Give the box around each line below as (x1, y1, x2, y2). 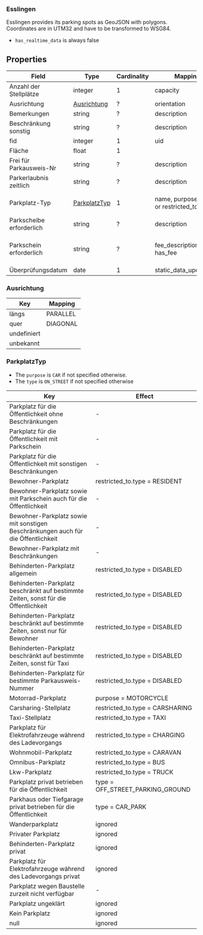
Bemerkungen (9, 109, 50, 118)
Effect (135, 392, 154, 400)
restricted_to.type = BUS (95, 758, 165, 766)
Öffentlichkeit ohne (9, 410, 63, 418)
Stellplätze (9, 90, 39, 99)
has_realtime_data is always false (14, 37, 100, 44)
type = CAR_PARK (95, 803, 147, 811)
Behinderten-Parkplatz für (9, 668, 85, 677)
